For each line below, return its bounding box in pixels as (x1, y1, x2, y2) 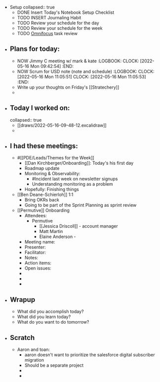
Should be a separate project (24, 362, 84, 368)
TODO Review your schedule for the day (17, 20, 99, 26)
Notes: (24, 255, 39, 261)
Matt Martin (39, 229, 63, 235)
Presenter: (24, 244, 46, 250)
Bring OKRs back (24, 197, 59, 203)
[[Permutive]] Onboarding (17, 207, 70, 213)
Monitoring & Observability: (24, 171, 80, 177)
